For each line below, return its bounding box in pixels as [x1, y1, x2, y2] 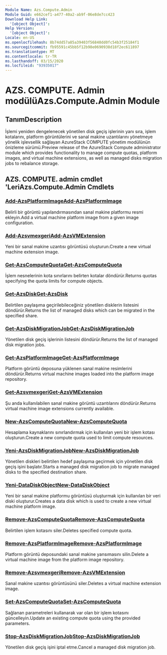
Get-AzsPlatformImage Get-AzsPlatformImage [5, 354, 120, 361]
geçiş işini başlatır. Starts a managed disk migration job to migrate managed [5, 464, 160, 470]
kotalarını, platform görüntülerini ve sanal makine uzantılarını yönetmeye [5, 134, 153, 140]
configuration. [5, 220, 34, 226]
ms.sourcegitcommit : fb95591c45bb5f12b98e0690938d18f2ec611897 [5, 45, 140, 50]
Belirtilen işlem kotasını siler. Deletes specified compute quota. [5, 527, 133, 533]
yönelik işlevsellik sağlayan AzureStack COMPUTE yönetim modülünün [5, 139, 151, 145]
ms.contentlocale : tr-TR [5, 54, 57, 59]
